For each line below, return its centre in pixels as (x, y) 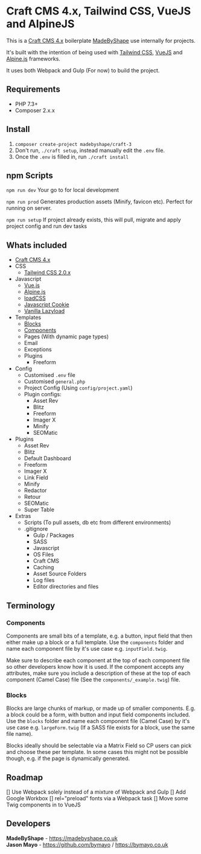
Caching (43, 568)
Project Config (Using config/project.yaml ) (78, 388)
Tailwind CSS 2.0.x (47, 273)
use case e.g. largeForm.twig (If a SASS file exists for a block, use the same (101, 727)
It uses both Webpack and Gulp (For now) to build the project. (83, 70)
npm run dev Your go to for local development (63, 190)
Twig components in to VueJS (44, 805)
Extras (23, 516)
